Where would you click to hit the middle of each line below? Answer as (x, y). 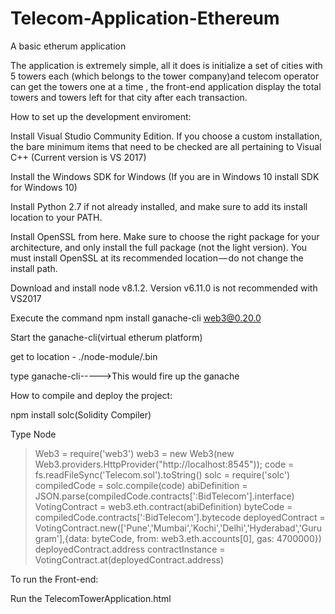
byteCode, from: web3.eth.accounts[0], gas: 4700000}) (206, 538)
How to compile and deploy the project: (91, 395)
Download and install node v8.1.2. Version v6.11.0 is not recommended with (164, 288)
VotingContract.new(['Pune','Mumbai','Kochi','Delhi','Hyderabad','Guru (178, 528)
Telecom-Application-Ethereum (145, 18)
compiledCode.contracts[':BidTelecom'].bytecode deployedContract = (180, 517)
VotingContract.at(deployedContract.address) (129, 559)
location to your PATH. (56, 217)
